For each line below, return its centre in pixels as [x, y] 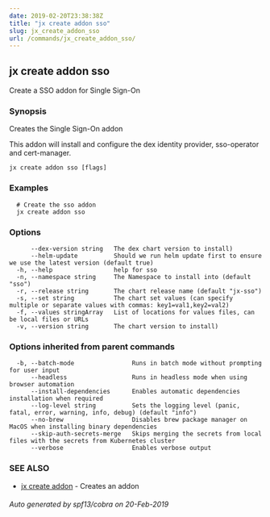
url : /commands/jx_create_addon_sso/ [73, 38]
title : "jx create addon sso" [60, 23]
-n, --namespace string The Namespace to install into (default [134, 277]
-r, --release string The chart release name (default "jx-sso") [139, 291]
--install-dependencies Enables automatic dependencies [135, 392]
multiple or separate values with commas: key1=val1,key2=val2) [119, 305]
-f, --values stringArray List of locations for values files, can [135, 312]
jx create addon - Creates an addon [80, 486]
